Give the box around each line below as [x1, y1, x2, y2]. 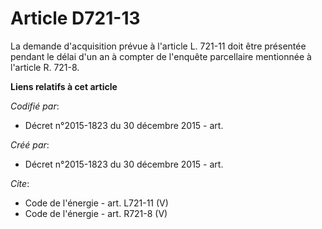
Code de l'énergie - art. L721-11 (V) [24, 197, 169, 209]
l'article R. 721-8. [10, 61, 80, 73]
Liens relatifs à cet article [10, 80, 118, 92]
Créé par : [10, 138, 50, 151]
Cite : [10, 177, 30, 189]
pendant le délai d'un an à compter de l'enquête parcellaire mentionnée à [10, 50, 312, 62]
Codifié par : [10, 100, 60, 112]
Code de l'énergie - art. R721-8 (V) [24, 207, 168, 219]
